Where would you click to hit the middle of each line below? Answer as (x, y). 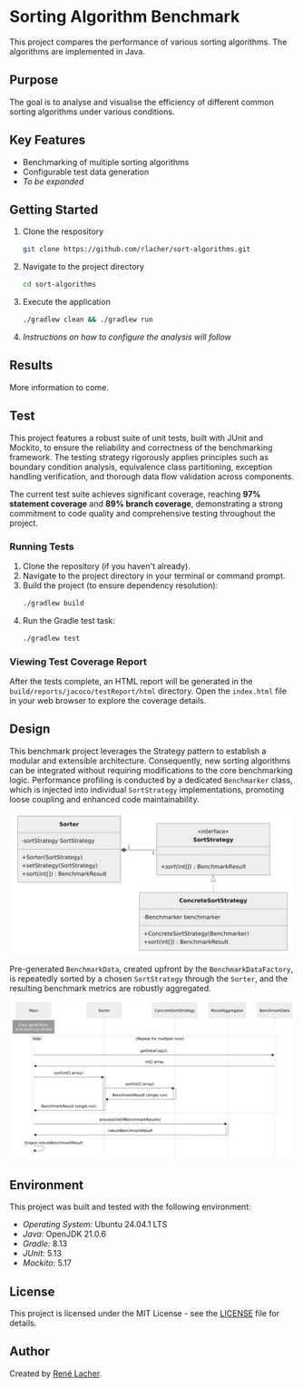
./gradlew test (51, 638)
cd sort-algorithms (59, 285)
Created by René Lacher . (56, 1373)
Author (29, 1351)
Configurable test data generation (86, 172)
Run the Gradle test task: (69, 620)
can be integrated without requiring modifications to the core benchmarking (151, 770)
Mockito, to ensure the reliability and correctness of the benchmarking (141, 448)
